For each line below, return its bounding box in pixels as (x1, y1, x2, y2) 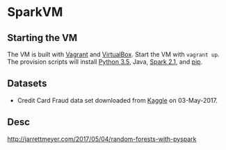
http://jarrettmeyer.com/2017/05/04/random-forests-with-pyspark (7, 135, 197, 143)
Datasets (7, 78, 47, 90)
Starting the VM (7, 32, 78, 44)
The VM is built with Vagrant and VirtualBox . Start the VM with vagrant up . (7, 50, 220, 58)
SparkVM (7, 4, 63, 20)
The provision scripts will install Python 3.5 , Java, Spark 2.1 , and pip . (7, 58, 203, 66)
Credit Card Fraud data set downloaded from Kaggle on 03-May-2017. (17, 96, 218, 104)
